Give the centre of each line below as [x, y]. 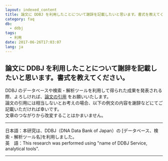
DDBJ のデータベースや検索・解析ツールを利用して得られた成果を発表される [84, 91]
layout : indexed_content [31, 10]
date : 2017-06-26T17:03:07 [33, 42]
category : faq [20, 19]
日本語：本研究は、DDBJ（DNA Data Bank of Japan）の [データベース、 [79, 131]
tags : [11, 33]
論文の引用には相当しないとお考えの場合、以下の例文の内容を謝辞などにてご [84, 103]
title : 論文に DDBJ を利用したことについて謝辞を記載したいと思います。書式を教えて [82, 14]
